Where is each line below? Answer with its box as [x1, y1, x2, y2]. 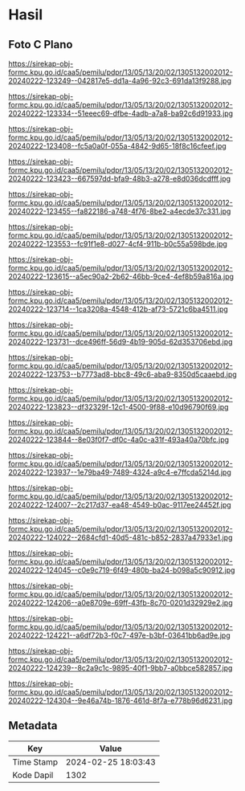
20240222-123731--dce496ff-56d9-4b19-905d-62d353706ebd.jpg [8, 337, 233, 346]
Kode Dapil [12, 769, 54, 781]
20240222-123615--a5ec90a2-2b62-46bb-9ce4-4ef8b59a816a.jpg [8, 271, 235, 281]
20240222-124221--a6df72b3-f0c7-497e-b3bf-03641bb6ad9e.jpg [8, 630, 231, 640]
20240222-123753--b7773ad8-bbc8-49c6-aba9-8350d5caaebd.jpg [8, 369, 237, 379]
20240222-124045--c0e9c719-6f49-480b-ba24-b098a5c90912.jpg [8, 565, 235, 575]
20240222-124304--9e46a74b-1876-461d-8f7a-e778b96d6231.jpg [8, 696, 233, 705]
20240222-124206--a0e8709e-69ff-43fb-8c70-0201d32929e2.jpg [8, 598, 233, 607]
